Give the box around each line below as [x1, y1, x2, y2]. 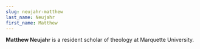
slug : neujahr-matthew [5, 8, 63, 15]
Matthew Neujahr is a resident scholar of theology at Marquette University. [5, 36, 195, 44]
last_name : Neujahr [5, 14, 55, 20]
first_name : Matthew [5, 20, 58, 26]
